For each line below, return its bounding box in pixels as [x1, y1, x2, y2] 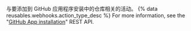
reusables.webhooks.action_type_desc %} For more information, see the [6, 12, 186, 19]
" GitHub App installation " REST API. [6, 18, 94, 25]
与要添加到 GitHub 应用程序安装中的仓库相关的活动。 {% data [6, 5, 158, 12]
